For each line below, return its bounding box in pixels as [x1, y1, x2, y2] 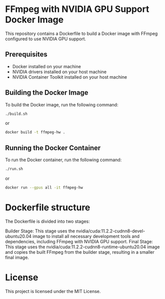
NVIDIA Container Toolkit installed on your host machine [12, 74, 127, 80]
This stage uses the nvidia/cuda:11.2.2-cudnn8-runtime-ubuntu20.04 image [5, 244, 160, 250]
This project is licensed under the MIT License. [5, 288, 101, 294]
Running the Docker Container [5, 143, 101, 152]
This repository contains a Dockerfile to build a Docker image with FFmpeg [5, 30, 158, 36]
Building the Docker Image [5, 89, 89, 97]
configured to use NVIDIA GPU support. [5, 36, 86, 42]
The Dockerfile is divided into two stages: [5, 218, 90, 224]
